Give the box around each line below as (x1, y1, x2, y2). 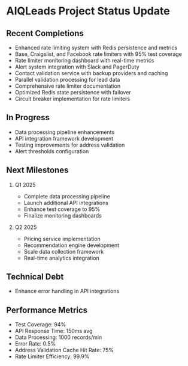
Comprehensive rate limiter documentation (14, 82, 121, 90)
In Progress (6, 112, 50, 123)
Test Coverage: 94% (14, 321, 66, 328)
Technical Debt (6, 272, 64, 282)
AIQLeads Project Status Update (6, 4, 170, 18)
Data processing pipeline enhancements (14, 128, 115, 136)
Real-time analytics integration (23, 254, 100, 261)
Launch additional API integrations (23, 199, 109, 206)
